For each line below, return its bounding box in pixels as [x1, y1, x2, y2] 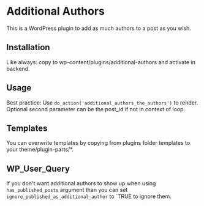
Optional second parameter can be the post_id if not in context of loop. [6, 105, 186, 112]
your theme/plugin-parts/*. [6, 145, 74, 153]
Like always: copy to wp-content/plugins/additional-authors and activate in [6, 58, 196, 65]
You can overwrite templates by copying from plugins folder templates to [6, 139, 191, 147]
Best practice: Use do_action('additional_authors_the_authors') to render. [6, 99, 198, 106]
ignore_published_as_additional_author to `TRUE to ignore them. [6, 193, 172, 200]
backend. [6, 65, 30, 72]
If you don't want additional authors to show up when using [6, 180, 156, 187]
